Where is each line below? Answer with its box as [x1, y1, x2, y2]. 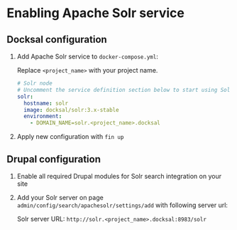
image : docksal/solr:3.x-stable [23, 106, 119, 113]
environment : [23, 113, 62, 120]
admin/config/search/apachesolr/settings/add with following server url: [16, 201, 228, 209]
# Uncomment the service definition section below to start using [16, 86, 218, 93]
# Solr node [16, 80, 53, 87]
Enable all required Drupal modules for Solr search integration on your [16, 172, 221, 180]
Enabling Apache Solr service [6, 5, 185, 21]
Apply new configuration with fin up [16, 132, 124, 141]
